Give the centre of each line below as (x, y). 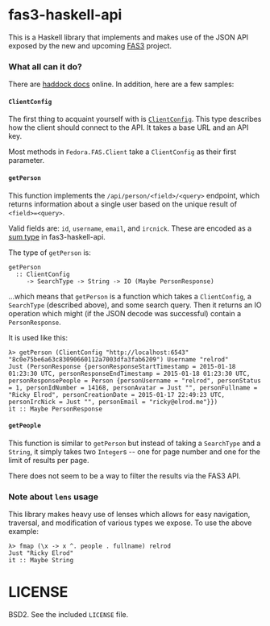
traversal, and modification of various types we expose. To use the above (130, 523)
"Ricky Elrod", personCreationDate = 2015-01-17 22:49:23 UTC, (117, 394)
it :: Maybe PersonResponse (56, 409)
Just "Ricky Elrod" (41, 553)
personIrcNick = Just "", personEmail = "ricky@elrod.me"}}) (113, 402)
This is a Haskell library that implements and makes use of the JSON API (129, 37)
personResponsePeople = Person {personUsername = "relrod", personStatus (135, 381)
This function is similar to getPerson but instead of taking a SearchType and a (135, 443)
